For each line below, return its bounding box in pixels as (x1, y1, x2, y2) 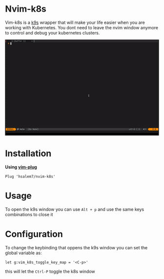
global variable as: (5, 250, 42, 256)
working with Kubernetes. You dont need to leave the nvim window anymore (5, 24, 159, 30)
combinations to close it (5, 211, 53, 217)
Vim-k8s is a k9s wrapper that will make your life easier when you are (5, 19, 145, 25)
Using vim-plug (5, 164, 38, 170)
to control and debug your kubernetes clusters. (5, 30, 100, 36)
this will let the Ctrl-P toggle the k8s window (5, 268, 95, 274)
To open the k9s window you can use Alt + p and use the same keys (5, 206, 144, 212)
